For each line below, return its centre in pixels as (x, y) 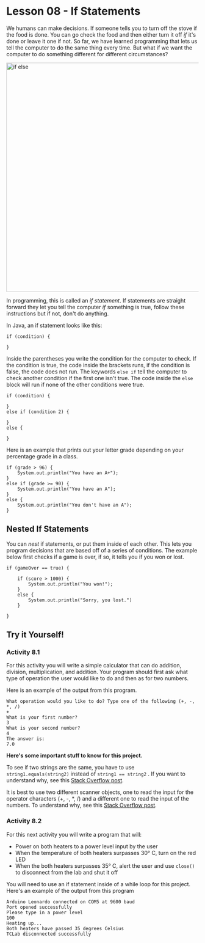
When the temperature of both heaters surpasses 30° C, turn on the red (106, 853)
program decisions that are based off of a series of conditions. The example (102, 550)
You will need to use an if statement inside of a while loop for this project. (99, 884)
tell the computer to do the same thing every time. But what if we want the (99, 48)
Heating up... (24, 923)
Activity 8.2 (24, 821)
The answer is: (26, 739)
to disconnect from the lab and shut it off (67, 872)
